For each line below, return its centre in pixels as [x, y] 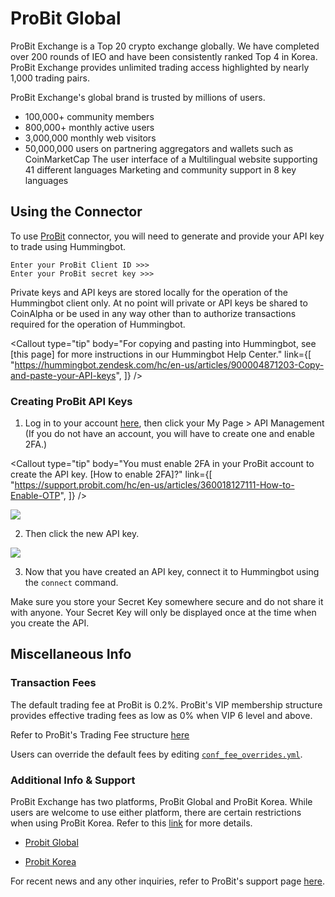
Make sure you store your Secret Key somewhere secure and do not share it [167, 602]
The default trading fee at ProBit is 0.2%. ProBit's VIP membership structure [166, 704]
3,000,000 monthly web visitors [90, 138]
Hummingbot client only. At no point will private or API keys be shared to [159, 303]
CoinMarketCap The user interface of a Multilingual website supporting [171, 159]
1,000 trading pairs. [50, 78]
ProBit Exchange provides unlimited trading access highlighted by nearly [160, 67]
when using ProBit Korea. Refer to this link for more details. [131, 823]
